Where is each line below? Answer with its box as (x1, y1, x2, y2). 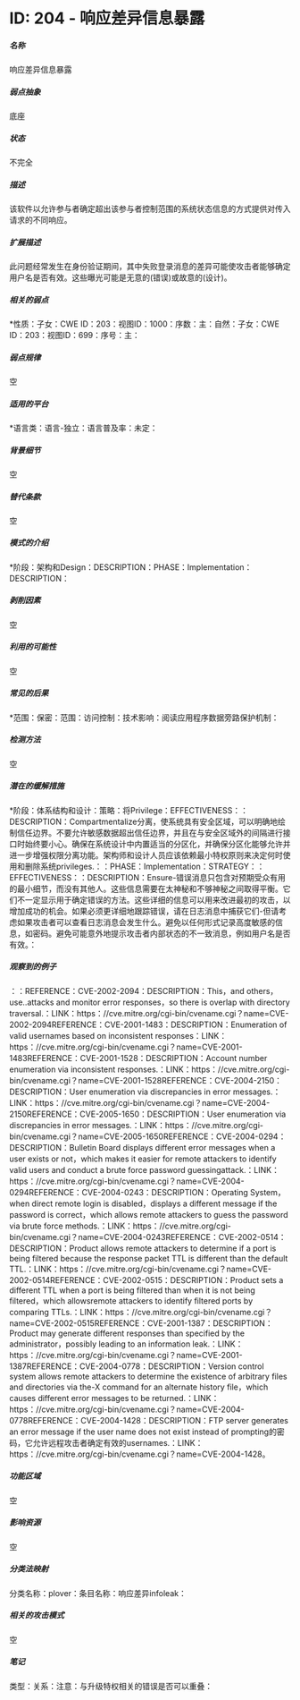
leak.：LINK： (192, 1339, 244, 1349)
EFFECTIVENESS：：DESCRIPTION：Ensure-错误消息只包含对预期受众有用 (9, 871, 286, 882)
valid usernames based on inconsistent (9, 1030, 154, 1041)
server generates (225, 1415, 288, 1425)
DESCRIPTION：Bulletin (9, 1142, 97, 1152)
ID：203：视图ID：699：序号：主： (9, 330, 140, 340)
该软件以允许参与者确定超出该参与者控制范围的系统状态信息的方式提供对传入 (9, 203, 291, 215)
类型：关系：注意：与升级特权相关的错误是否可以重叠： (9, 1680, 212, 1691)
